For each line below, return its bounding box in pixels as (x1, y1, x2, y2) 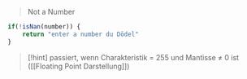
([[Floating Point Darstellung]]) (27, 61, 130, 71)
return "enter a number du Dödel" (22, 30, 139, 38)
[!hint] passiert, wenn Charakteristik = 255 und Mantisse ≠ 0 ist (27, 52, 240, 62)
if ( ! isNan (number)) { (7, 23, 81, 31)
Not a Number (27, 7, 76, 16)
